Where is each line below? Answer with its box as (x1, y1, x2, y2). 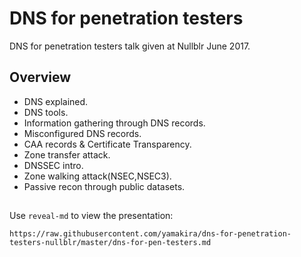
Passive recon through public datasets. (23, 180, 186, 192)
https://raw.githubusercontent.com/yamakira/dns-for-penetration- (9, 229, 292, 239)
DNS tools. (23, 106, 69, 118)
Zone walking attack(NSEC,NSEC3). (23, 170, 172, 182)
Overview (9, 69, 72, 86)
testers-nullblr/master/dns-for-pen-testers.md (9, 238, 212, 248)
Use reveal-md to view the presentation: (9, 210, 174, 222)
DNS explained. (23, 95, 89, 107)
